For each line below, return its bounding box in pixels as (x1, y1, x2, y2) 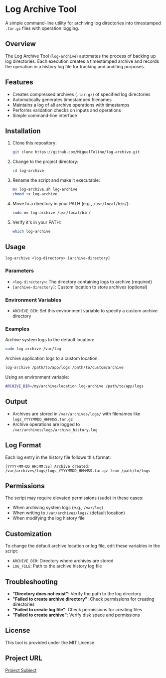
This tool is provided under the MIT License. (5, 639, 96, 646)
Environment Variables (5, 296, 62, 303)
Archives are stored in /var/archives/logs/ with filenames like (12, 410, 141, 416)
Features (5, 78, 33, 87)
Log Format (5, 441, 41, 449)
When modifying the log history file (12, 515, 85, 521)
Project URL (5, 654, 42, 663)
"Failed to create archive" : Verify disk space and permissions (12, 612, 141, 618)
